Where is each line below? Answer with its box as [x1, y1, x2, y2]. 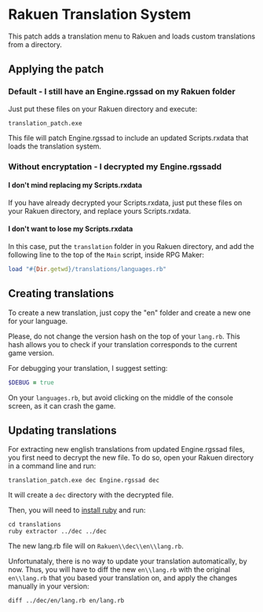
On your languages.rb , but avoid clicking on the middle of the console [8, 393, 234, 402]
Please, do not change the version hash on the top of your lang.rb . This [8, 332, 241, 341]
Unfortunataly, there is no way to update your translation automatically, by [8, 556, 247, 566]
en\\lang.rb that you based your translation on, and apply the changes [8, 574, 238, 583]
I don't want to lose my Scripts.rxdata [8, 224, 133, 233]
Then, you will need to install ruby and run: [8, 505, 146, 515]
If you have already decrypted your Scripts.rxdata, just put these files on [8, 198, 243, 207]
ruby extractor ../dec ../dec [8, 528, 108, 536]
